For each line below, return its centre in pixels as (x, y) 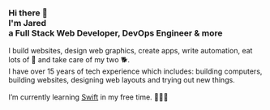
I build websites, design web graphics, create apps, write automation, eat (131, 51)
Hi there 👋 (28, 13)
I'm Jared (28, 23)
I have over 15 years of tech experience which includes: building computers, (135, 71)
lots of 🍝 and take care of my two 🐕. (69, 60)
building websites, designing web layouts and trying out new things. (122, 80)
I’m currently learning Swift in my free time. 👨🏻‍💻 (88, 97)
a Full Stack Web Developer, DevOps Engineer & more (116, 33)
